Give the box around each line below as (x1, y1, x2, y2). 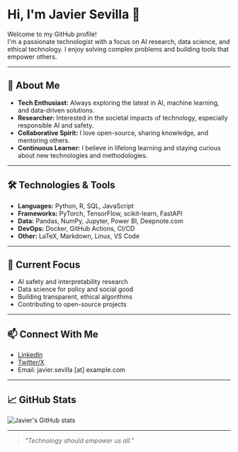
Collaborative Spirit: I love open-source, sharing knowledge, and (17, 128, 209, 137)
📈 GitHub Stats (7, 393, 76, 406)
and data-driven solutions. (17, 106, 95, 114)
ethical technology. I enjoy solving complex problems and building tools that (7, 45, 229, 53)
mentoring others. (17, 136, 71, 145)
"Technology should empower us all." (24, 436, 135, 445)
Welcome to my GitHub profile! (7, 30, 97, 38)
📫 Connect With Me (7, 328, 99, 340)
